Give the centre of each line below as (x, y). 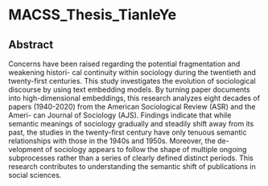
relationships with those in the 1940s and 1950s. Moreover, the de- (119, 141)
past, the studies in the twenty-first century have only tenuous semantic (128, 132)
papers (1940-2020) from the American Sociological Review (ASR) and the (132, 107)
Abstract (31, 45)
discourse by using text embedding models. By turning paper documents (130, 89)
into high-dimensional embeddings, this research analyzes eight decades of (134, 98)
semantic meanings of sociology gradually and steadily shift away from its (131, 124)
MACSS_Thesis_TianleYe (93, 15)
